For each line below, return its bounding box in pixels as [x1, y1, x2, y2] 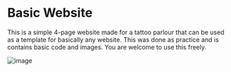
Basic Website [7, 5, 93, 21]
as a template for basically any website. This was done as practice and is [7, 35, 220, 43]
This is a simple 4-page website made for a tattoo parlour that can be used [7, 28, 225, 36]
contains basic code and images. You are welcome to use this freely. [7, 43, 206, 51]
